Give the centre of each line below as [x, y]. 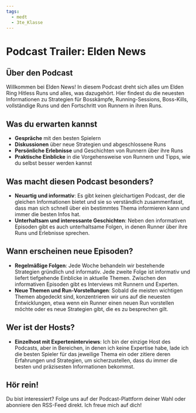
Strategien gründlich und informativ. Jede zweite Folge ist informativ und [102, 272]
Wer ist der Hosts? [40, 328]
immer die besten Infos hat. [47, 214]
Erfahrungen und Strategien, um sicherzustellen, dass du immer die [96, 360]
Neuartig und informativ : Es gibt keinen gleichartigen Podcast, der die [100, 196]
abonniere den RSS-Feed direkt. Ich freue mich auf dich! [74, 405]
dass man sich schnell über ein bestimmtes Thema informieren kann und [102, 208]
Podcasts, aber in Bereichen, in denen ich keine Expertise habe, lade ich [102, 348]
